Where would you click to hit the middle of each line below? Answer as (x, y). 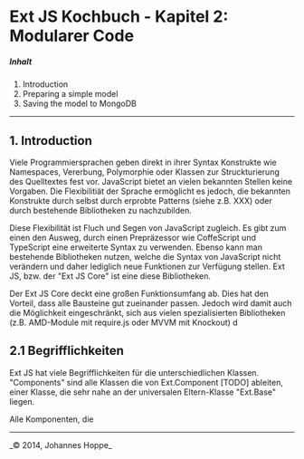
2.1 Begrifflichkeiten (67, 351)
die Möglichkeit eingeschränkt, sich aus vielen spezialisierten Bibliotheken (147, 312)
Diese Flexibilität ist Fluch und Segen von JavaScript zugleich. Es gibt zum (148, 227)
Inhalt (21, 62)
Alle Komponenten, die (52, 419)
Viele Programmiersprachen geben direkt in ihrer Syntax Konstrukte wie (143, 162)
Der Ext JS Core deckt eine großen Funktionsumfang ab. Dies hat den (139, 293)
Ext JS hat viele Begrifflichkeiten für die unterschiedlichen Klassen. (134, 372)
